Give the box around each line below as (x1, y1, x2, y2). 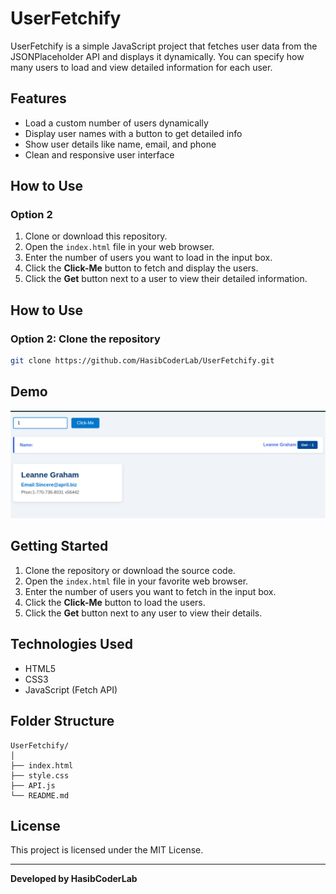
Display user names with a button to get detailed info (24, 127, 243, 139)
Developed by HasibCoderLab (10, 873, 138, 885)
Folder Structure (10, 713, 115, 730)
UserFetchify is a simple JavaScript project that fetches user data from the (10, 40, 318, 52)
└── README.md (10, 790, 70, 801)
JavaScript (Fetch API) (24, 683, 118, 696)
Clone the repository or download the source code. (24, 564, 236, 576)
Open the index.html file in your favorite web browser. (24, 575, 249, 587)
